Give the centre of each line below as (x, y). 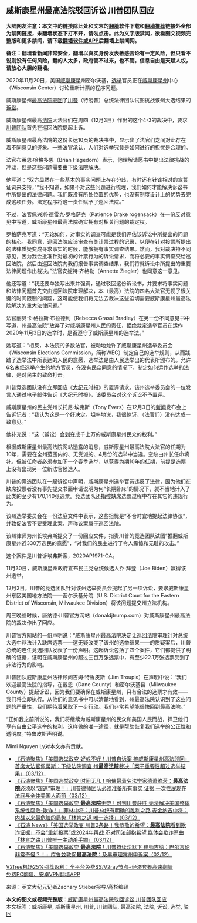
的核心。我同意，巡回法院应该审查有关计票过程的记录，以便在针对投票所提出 (98, 241)
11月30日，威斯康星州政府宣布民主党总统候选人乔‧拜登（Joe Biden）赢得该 (96, 568)
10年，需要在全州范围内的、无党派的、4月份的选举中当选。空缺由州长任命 (95, 454)
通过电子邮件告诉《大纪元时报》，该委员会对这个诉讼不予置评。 (92, 394)
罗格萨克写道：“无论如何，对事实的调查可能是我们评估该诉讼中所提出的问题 (97, 234)
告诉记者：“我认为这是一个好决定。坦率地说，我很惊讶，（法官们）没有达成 (96, 414)
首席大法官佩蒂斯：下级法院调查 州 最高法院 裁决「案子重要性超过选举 (97, 766)
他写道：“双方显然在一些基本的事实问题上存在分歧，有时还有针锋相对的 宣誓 (97, 180)
